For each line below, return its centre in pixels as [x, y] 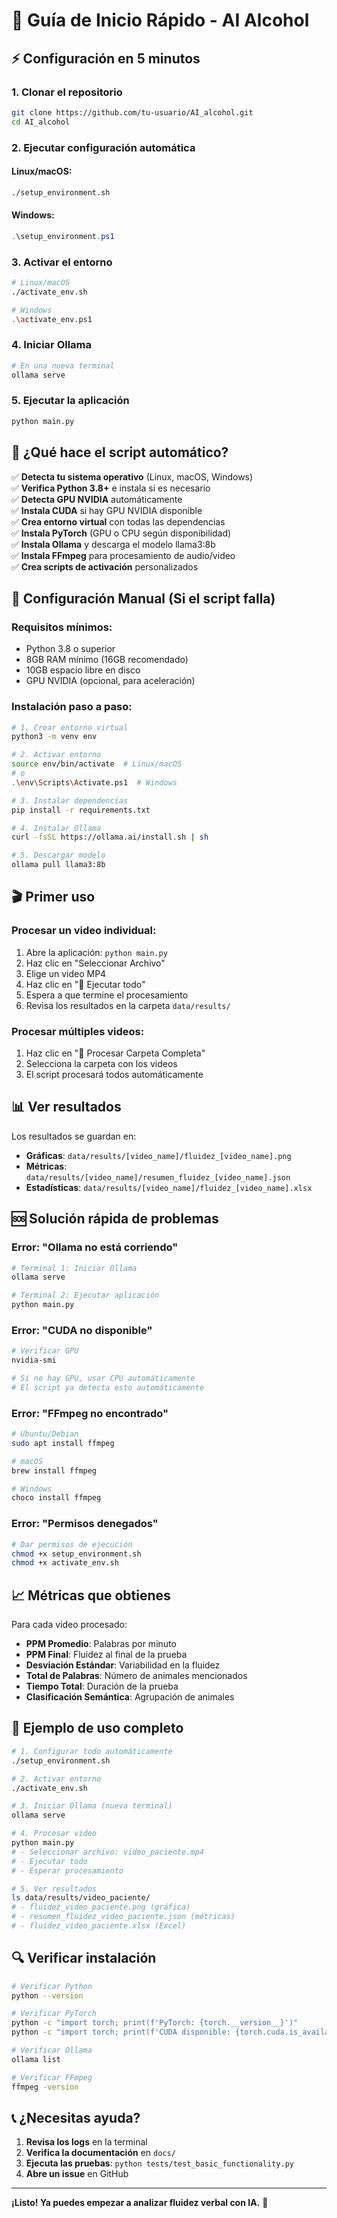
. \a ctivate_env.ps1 [52, 319]
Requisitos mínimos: [62, 627]
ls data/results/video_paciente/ [81, 1898]
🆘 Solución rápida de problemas [115, 1219]
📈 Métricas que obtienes [91, 1595]
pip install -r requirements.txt [81, 810]
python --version [47, 1995]
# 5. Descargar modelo [58, 855]
